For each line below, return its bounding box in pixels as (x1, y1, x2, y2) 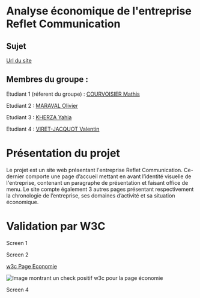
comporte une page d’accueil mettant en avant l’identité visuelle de (25, 173, 192, 180)
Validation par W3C (6, 219, 106, 233)
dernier (6, 173, 25, 180)
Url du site (6, 57, 32, 64)
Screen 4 (6, 286, 29, 293)
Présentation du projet (6, 146, 120, 160)
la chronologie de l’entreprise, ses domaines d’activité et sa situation (6, 191, 175, 199)
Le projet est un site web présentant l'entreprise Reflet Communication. (6, 166, 183, 173)
